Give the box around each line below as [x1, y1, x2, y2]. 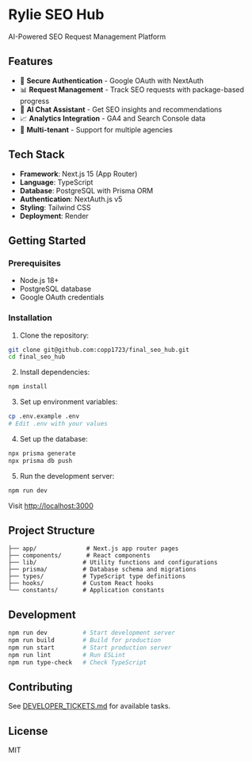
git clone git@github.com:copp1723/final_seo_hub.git [8, 346, 190, 354]
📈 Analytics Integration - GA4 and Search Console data [19, 113, 206, 123]
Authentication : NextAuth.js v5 [19, 194, 123, 204]
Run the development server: [19, 471, 115, 480]
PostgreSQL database [19, 284, 92, 294]
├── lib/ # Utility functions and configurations [8, 559, 218, 567]
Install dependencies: [19, 367, 90, 377]
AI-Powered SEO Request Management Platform [8, 32, 166, 41]
